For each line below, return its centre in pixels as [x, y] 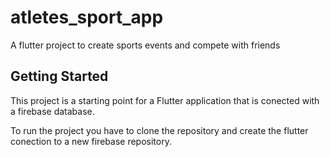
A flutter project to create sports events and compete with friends [145, 45]
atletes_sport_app [87, 17]
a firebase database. [52, 111]
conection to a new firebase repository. [91, 141]
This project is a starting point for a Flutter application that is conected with [165, 100]
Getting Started [59, 76]
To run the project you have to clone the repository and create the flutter [159, 130]
